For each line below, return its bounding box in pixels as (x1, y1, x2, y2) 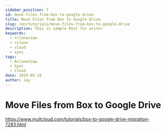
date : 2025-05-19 (5, 73, 42, 78)
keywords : (5, 31, 26, 36)
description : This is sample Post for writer (5, 26, 103, 31)
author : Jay (5, 78, 30, 83)
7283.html (5, 121, 27, 127)
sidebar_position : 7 (5, 7, 49, 13)
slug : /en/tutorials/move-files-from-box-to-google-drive (5, 21, 130, 27)
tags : (5, 54, 17, 59)
